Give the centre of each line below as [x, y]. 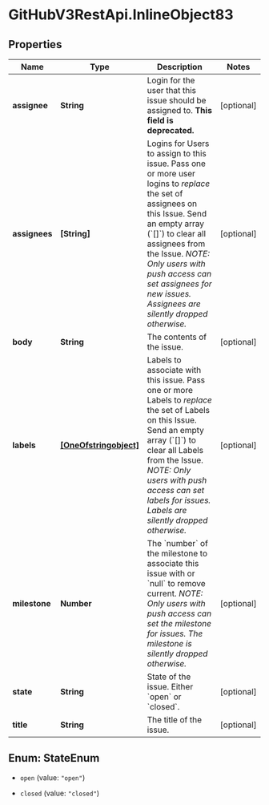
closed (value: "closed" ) [60, 793]
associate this [173, 563]
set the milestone [179, 623]
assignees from [176, 244]
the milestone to [177, 553]
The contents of [177, 337]
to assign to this [177, 154]
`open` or [164, 697]
